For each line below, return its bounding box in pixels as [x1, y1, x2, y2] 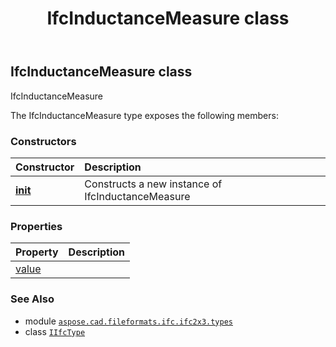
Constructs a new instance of [84, 177, 223, 191]
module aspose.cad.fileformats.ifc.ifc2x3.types [24, 315, 233, 327]
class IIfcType [24, 325, 86, 337]
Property [15, 245, 59, 259]
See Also [10, 292, 55, 306]
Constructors [10, 134, 77, 148]
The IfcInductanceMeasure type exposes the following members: [10, 109, 279, 121]
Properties [10, 219, 63, 233]
